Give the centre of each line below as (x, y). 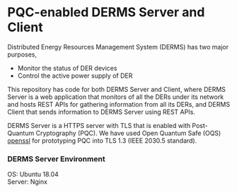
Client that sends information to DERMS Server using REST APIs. (102, 112)
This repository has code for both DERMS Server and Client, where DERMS (117, 89)
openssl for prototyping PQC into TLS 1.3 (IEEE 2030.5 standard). (102, 140)
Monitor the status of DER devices (67, 68)
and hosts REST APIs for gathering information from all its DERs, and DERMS (119, 104)
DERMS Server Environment (56, 158)
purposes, (22, 54)
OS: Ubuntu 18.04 (33, 175)
